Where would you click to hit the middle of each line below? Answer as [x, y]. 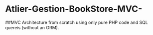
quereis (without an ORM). [32, 27]
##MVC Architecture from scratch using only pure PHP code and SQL [76, 22]
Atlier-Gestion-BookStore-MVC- [74, 9]
